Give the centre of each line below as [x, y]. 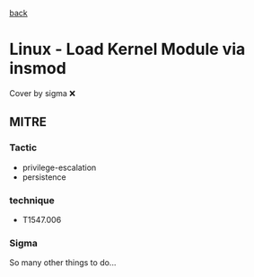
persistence [44, 177]
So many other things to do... [63, 263]
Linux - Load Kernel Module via [127, 49]
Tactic [23, 147]
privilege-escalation [59, 167]
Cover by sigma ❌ [43, 93]
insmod [38, 69]
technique [32, 200]
